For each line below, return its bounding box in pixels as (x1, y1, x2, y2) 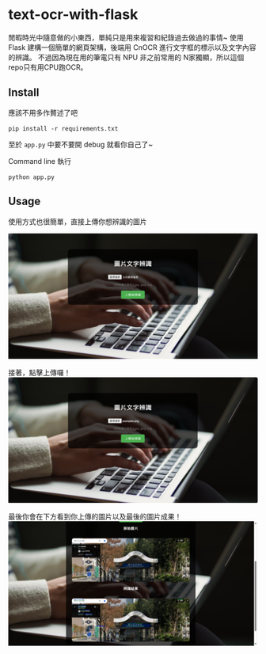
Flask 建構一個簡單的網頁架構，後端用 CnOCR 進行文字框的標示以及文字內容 (8, 42, 256, 52)
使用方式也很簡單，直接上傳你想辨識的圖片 (8, 216, 147, 226)
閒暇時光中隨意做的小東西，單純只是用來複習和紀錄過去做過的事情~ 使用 (8, 32, 244, 42)
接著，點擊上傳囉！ (8, 367, 71, 377)
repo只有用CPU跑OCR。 (8, 62, 88, 72)
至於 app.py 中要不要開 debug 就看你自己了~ (8, 139, 154, 149)
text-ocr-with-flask (8, 6, 139, 24)
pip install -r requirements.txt (8, 124, 119, 132)
